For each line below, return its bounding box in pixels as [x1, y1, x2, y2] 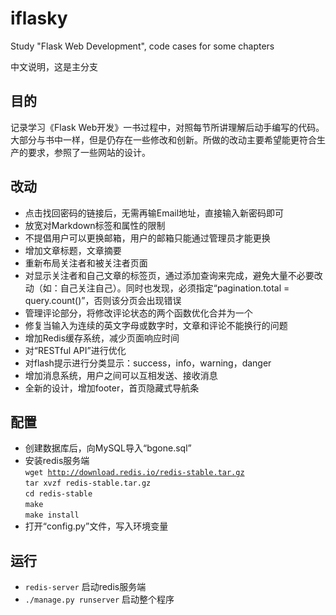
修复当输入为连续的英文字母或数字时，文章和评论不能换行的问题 [24, 319, 288, 331]
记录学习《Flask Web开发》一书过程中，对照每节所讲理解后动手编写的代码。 [10, 121, 325, 133]
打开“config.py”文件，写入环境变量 [24, 520, 169, 532]
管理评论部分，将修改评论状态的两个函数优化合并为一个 [24, 307, 253, 319]
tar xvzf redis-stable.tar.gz [24, 478, 152, 489]
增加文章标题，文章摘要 [24, 244, 122, 256]
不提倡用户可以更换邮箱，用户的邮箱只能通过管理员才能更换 [24, 232, 271, 244]
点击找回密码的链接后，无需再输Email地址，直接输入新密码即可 [24, 207, 285, 219]
